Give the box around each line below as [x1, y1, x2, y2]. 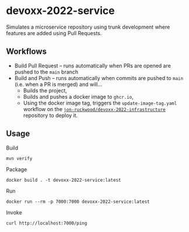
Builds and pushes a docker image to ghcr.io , [23, 93, 134, 100]
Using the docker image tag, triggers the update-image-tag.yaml [23, 99, 177, 106]
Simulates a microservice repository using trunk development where [6, 23, 170, 30]
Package [6, 165, 27, 173]
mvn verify [6, 155, 33, 161]
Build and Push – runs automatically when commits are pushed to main [14, 74, 184, 81]
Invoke [6, 209, 22, 216]
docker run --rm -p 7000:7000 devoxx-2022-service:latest [6, 199, 150, 205]
